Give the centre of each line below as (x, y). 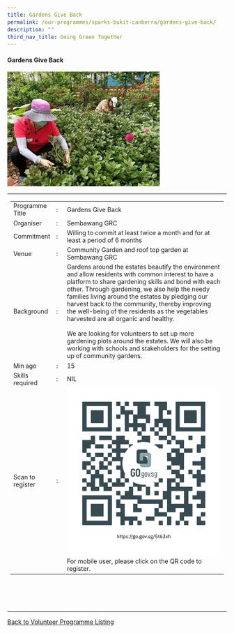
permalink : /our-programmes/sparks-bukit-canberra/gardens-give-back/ (112, 22)
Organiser (28, 223)
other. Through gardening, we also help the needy (138, 289)
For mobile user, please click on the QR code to (134, 561)
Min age (25, 366)
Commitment (32, 237)
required (26, 382)
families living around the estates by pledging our (137, 297)
